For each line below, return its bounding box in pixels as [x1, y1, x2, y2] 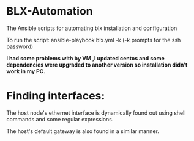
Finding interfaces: [6, 89, 105, 103]
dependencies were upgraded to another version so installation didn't [6, 61, 188, 68]
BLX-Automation [6, 4, 93, 18]
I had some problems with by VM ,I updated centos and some [6, 54, 165, 62]
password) [6, 43, 34, 50]
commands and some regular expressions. [6, 115, 114, 123]
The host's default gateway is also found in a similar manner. [6, 127, 159, 135]
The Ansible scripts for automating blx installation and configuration [6, 24, 177, 32]
